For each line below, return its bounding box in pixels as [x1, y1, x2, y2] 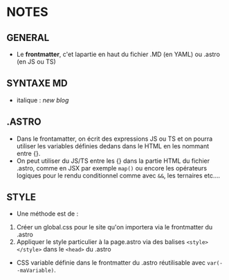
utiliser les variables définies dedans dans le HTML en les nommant [16, 141, 210, 150]
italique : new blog [16, 96, 69, 104]
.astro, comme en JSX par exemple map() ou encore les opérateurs [16, 164, 208, 172]
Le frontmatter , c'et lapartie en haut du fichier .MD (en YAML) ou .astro [16, 50, 221, 58]
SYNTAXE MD [6, 78, 68, 89]
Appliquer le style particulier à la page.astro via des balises [16, 238, 185, 246]
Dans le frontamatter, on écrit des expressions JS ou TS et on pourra [16, 134, 213, 143]
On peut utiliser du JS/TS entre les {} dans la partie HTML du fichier [16, 157, 210, 165]
